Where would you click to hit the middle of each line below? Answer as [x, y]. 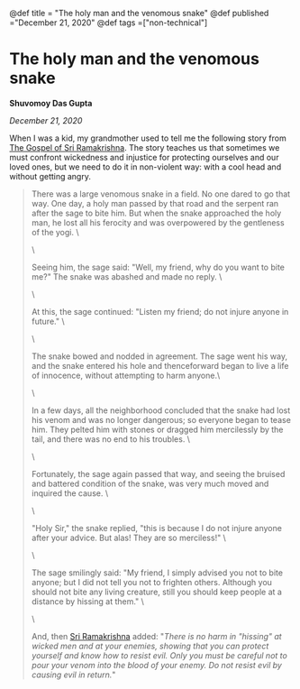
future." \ [48, 321]
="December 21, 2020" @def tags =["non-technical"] [109, 23]
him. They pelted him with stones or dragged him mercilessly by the [157, 429]
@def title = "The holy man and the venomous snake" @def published [139, 13]
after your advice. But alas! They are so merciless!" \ [129, 537]
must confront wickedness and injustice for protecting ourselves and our [144, 157]
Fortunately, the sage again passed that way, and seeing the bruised [158, 473]
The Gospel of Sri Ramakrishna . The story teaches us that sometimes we [145, 147]
